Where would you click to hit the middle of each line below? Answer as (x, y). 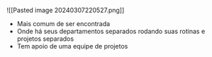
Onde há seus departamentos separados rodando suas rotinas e (111, 31)
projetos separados (45, 39)
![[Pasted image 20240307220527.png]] (66, 10)
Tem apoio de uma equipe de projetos (72, 46)
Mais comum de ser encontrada (63, 24)
